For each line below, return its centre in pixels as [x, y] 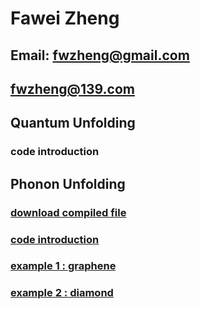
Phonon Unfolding [68, 183]
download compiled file [68, 212]
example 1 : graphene [63, 266]
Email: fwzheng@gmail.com [100, 55]
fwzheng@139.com [72, 88]
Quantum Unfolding [73, 123]
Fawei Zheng [65, 18]
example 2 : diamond [62, 293]
